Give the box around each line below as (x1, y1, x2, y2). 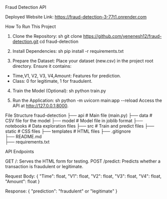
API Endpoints (5, 149, 34, 154)
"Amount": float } (5, 179, 40, 184)
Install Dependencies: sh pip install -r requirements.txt (12, 48, 124, 54)
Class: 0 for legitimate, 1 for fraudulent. (12, 78, 93, 84)
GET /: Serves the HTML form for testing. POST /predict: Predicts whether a (5, 158, 161, 164)
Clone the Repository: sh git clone (12, 33, 82, 39)
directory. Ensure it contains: (12, 63, 72, 69)
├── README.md (5, 134, 42, 139)
